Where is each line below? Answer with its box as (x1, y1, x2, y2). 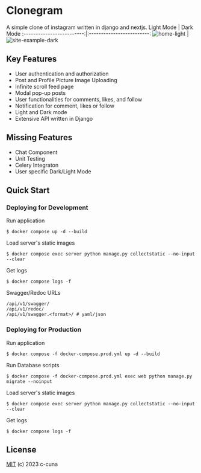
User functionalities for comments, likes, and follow (14, 95, 143, 103)
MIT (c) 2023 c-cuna (6, 460, 58, 468)
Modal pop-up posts (14, 89, 66, 97)
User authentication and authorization (14, 70, 110, 77)
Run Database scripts (6, 361, 60, 368)
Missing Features (6, 132, 73, 143)
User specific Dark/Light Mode (14, 167, 91, 175)
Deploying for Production (6, 326, 82, 334)
